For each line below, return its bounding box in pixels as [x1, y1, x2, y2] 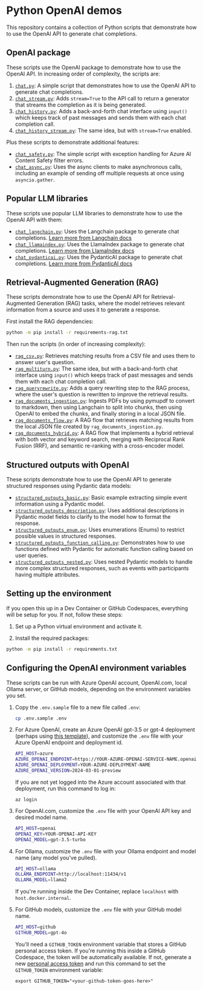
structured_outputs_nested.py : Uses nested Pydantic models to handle [14, 558, 193, 565]
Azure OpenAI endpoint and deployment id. [14, 739, 123, 746]
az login [14, 796, 37, 803]
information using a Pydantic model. [14, 500, 105, 508]
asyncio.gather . [14, 176, 56, 183]
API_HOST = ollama [14, 865, 56, 871]
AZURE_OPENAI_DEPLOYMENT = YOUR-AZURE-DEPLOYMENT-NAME [14, 762, 151, 768]
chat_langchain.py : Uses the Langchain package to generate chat [14, 227, 179, 235]
